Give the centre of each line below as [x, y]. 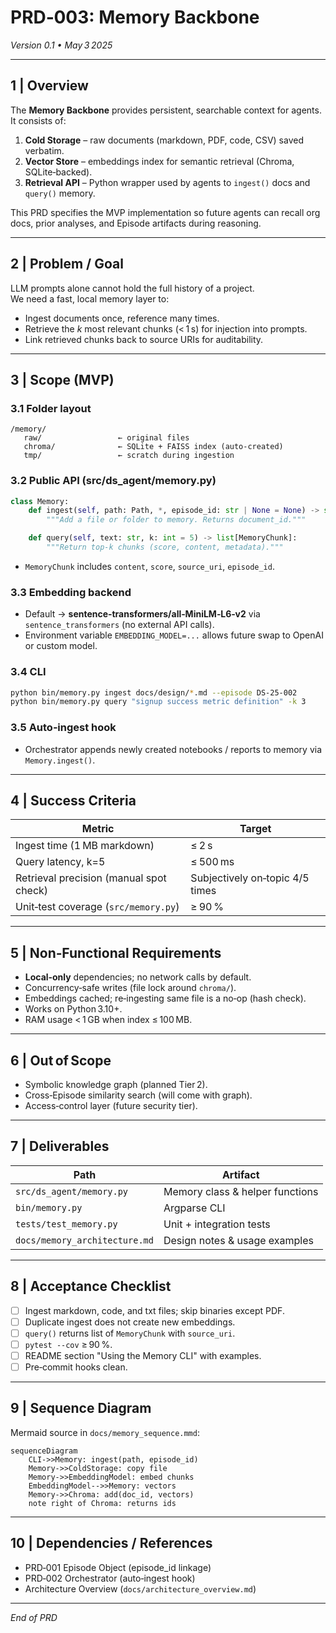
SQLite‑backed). [58, 172]
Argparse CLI [194, 1208]
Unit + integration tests [217, 1224]
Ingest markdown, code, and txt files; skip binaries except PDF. [154, 1310]
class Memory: [40, 501]
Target [255, 829]
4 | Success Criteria [73, 800]
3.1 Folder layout [51, 408]
